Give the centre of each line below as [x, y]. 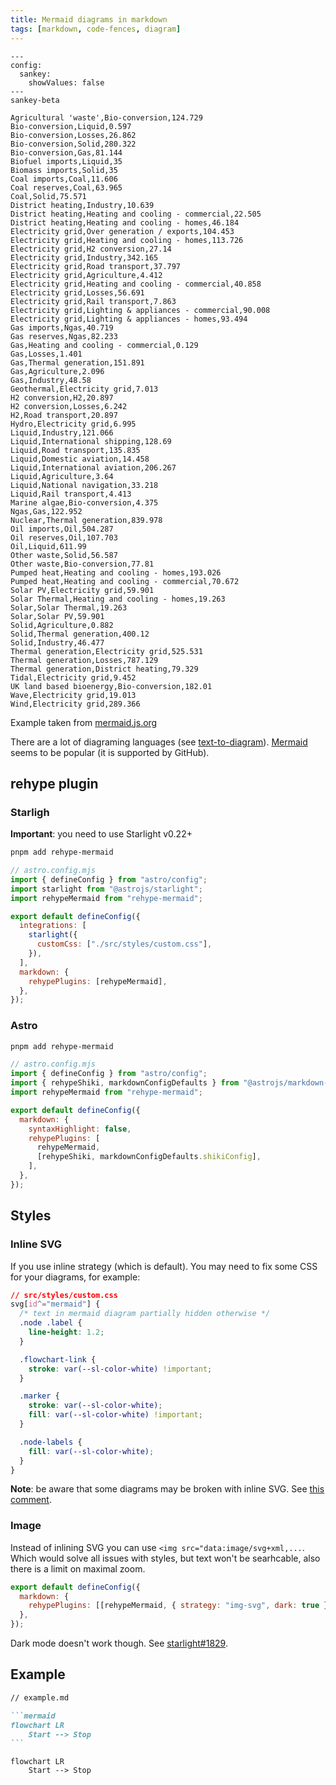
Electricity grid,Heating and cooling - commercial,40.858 [136, 284]
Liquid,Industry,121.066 [62, 432]
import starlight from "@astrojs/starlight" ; [106, 889]
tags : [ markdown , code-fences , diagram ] [96, 29]
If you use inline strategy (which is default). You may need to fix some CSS [164, 1266]
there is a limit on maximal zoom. [78, 1568]
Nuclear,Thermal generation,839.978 [86, 520]
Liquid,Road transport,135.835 [75, 450]
